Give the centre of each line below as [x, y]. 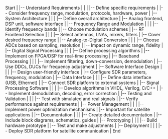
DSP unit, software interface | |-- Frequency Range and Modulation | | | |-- [82, 24]
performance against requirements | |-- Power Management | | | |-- [74, 104]
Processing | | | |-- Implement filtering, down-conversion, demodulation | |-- [84, 61]
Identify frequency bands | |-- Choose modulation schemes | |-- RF [75, 29]
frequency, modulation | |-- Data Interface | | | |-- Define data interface [78, 77]
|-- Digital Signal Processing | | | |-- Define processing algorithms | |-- [77, 51]
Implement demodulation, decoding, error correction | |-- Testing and [80, 93]
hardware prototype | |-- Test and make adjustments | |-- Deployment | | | [81, 125]
